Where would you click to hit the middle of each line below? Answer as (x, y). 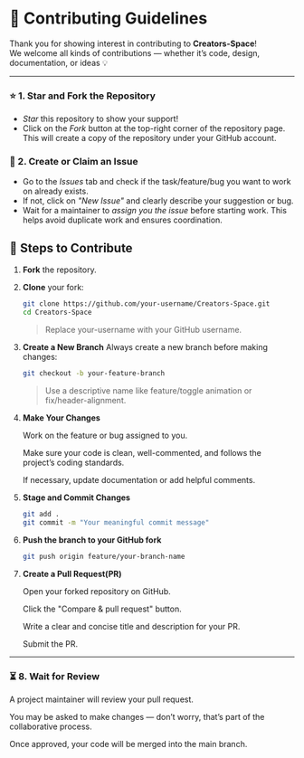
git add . (41, 514)
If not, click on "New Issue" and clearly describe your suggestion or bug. (158, 200)
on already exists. (55, 191)
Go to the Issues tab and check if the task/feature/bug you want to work (157, 181)
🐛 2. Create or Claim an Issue (74, 162)
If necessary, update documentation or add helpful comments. (139, 479)
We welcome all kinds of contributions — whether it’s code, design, (135, 52)
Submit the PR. (50, 644)
